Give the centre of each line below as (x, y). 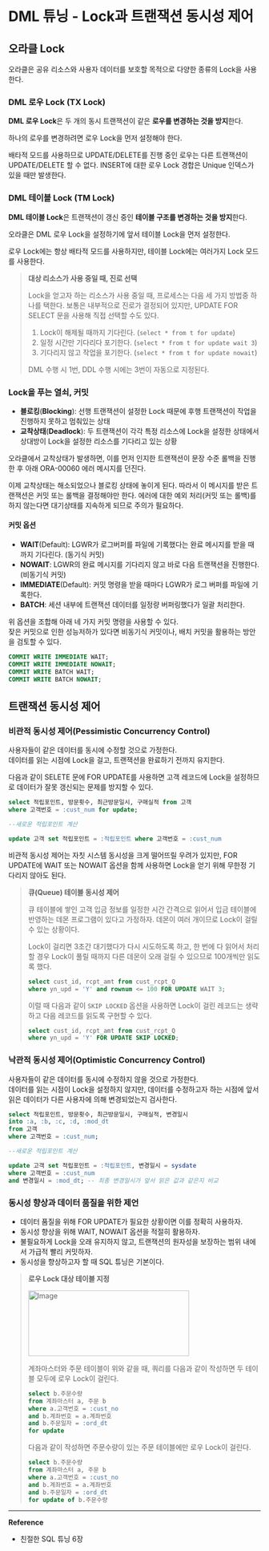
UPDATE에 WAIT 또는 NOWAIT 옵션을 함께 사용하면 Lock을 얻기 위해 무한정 (128, 865)
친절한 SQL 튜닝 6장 (52, 1539)
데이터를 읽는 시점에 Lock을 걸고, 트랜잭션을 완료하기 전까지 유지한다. (117, 760)
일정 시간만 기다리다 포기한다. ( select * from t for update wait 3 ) (149, 342)
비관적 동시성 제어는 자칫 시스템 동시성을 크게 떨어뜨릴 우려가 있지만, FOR (123, 855)
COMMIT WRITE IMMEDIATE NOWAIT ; (62, 664)
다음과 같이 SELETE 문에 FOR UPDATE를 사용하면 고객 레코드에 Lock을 (120, 777)
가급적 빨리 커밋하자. (61, 1251)
